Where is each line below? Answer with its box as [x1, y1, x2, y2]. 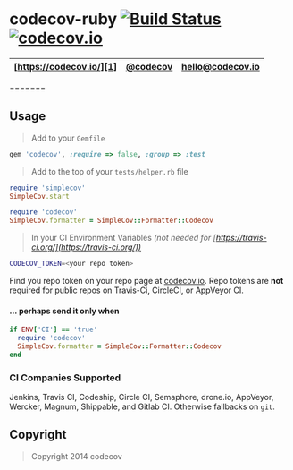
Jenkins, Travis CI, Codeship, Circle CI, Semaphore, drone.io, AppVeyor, [9, 392, 274, 402]
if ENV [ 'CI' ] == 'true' [9, 325, 98, 335]
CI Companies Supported [9, 372, 121, 384]
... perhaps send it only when [9, 305, 120, 316]
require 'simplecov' [9, 184, 87, 192]
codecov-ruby [9, 9, 118, 30]
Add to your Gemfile [30, 132, 105, 143]
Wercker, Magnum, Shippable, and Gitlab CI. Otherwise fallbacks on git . [9, 401, 275, 412]
